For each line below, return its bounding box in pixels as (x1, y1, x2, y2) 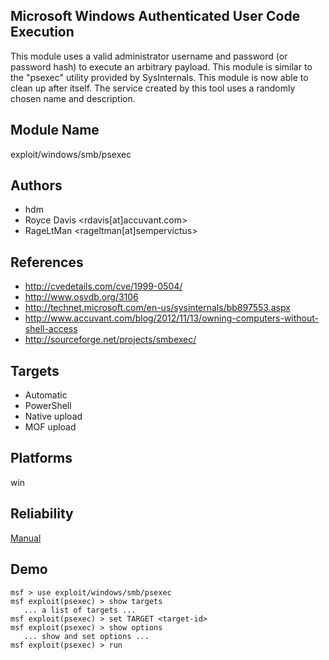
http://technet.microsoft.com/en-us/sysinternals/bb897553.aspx (24, 302, 291, 314)
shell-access (24, 323, 78, 335)
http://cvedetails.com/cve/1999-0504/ (24, 280, 183, 293)
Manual (10, 532, 42, 544)
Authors (10, 177, 63, 194)
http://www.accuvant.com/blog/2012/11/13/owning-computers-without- (24, 312, 320, 324)
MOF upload (24, 421, 77, 433)
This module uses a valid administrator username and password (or (10, 50, 288, 62)
